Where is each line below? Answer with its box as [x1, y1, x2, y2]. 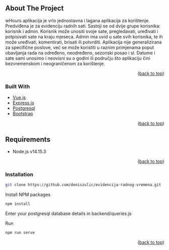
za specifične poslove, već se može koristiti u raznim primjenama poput [5, 44, 154, 50]
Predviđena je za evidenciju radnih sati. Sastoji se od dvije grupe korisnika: [5, 23, 160, 29]
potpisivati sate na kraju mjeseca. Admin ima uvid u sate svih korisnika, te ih [5, 33, 163, 39]
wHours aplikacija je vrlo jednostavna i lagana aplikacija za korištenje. [5, 17, 150, 23]
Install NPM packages [5, 192, 50, 198]
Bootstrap [12, 111, 33, 117]
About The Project [5, 4, 64, 13]
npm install [5, 201, 30, 206]
